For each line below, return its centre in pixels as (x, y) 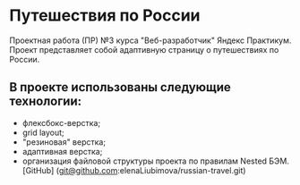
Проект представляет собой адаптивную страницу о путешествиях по (144, 49)
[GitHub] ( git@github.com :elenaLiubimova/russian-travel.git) (134, 170)
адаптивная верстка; (62, 151)
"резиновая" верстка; (64, 142)
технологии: (46, 101)
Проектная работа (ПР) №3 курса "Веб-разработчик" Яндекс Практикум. (150, 40)
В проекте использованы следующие (120, 87)
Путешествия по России (105, 16)
